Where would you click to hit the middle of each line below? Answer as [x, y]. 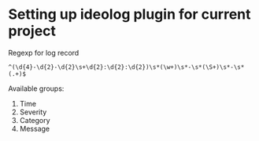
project [32, 31]
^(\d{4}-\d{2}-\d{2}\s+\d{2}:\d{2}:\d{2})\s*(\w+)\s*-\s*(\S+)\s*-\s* [126, 67]
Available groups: [36, 89]
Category [35, 120]
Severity [33, 112]
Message [34, 128]
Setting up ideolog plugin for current [129, 14]
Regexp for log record [44, 52]
